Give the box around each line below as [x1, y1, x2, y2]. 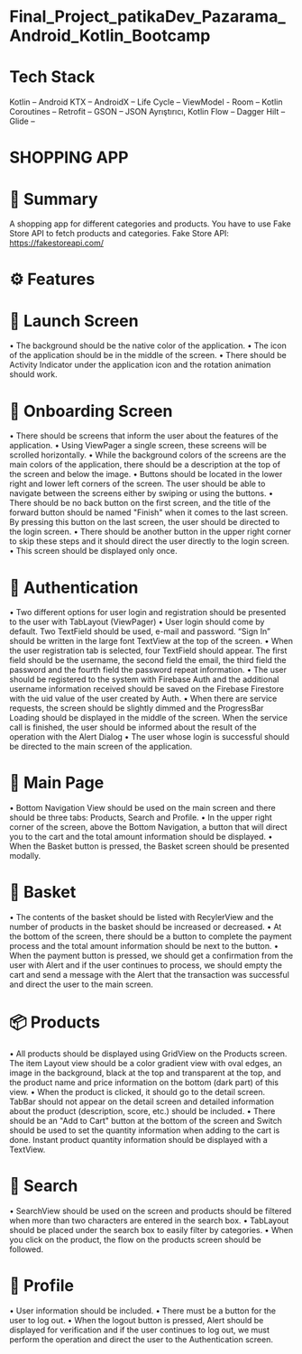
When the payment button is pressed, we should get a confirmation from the [9, 950, 294, 962]
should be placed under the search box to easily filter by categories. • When [9, 1225, 294, 1235]
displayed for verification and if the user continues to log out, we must [9, 1324, 270, 1335]
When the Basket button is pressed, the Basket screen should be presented [9, 841, 290, 852]
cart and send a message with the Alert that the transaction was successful [9, 970, 290, 981]
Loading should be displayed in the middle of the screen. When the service [9, 713, 288, 723]
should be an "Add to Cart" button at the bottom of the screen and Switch [9, 1116, 282, 1127]
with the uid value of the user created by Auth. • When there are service [9, 693, 278, 705]
